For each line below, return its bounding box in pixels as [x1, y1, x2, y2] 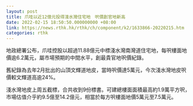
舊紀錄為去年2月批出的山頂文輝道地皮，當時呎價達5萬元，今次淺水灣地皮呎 [6, 66, 187, 73]
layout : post [6, 8, 38, 15]
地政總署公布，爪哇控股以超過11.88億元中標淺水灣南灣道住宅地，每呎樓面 [6, 47, 182, 54]
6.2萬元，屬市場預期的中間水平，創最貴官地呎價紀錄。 [16, 54, 147, 61]
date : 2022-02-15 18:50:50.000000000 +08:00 [6, 19, 116, 25]
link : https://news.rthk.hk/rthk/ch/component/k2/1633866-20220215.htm [6, 24, 184, 31]
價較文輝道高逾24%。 [6, 74, 59, 81]
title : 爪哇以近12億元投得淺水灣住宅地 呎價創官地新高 [6, 14, 126, 20]
